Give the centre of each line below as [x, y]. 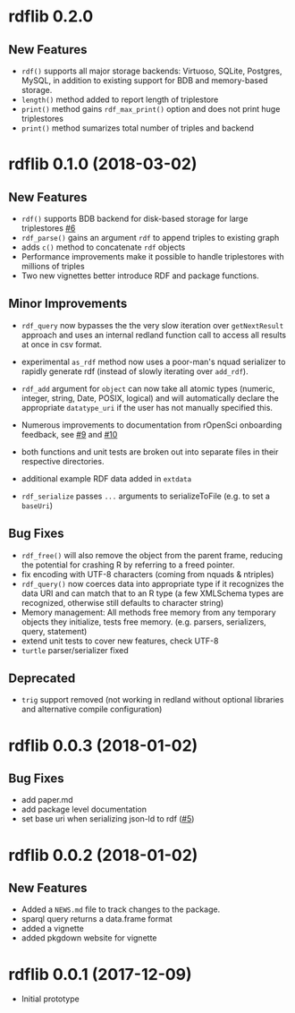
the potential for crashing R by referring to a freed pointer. [128, 565]
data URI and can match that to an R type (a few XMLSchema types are [152, 593]
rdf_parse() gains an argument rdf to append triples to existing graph [150, 238]
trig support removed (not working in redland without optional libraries [152, 700]
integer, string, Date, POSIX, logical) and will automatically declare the [150, 398]
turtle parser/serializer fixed [75, 650]
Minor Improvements [68, 304]
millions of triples [53, 266]
